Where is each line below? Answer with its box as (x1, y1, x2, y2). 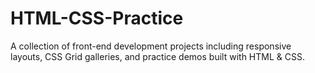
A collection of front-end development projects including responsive (10, 40, 292, 52)
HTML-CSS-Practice (10, 7, 184, 30)
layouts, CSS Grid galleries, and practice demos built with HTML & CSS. (10, 50, 305, 62)
